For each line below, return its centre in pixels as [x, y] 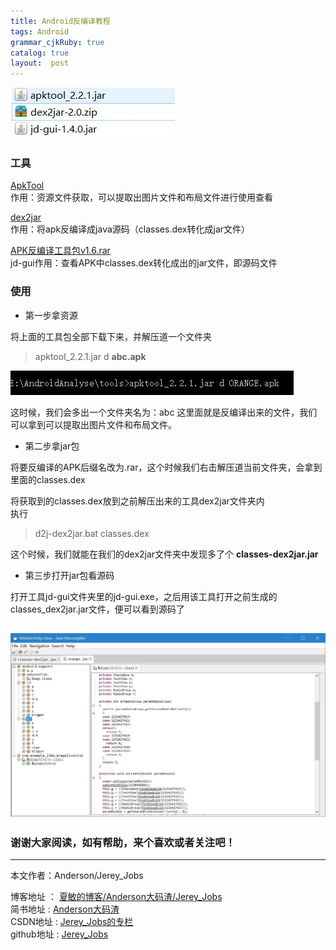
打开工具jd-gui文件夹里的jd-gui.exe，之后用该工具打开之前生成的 [144, 596]
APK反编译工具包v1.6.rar [60, 251]
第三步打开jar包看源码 [69, 575]
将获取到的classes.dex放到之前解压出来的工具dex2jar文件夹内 [137, 501]
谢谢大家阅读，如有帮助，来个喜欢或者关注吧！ [123, 842]
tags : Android [40, 31]
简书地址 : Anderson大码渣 [65, 909]
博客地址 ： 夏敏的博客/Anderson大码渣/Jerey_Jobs [116, 897]
